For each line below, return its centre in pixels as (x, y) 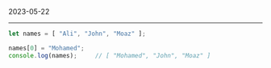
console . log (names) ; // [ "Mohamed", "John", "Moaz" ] (110, 55)
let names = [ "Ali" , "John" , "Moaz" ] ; (77, 34)
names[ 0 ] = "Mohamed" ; (46, 48)
